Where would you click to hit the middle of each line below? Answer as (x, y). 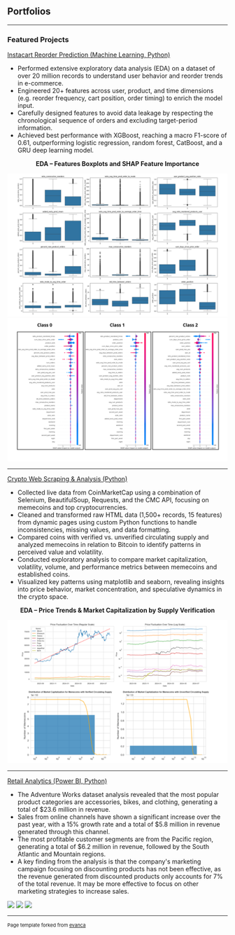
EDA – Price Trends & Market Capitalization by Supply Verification (117, 610)
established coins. (44, 574)
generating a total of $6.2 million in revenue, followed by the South (113, 846)
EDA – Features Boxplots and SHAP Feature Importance (117, 164)
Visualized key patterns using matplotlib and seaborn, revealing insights (121, 581)
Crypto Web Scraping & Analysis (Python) (67, 478)
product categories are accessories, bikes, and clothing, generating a (117, 802)
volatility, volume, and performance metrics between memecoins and (117, 567)
